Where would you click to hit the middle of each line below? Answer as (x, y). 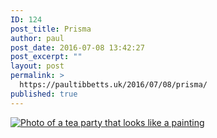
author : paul (37, 38)
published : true (44, 94)
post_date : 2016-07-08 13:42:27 (77, 47)
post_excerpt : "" (46, 57)
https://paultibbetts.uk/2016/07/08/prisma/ (113, 85)
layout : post (37, 66)
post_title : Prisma (51, 29)
